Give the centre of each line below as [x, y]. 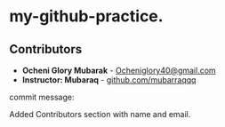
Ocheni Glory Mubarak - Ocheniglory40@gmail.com [119, 70]
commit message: [42, 97]
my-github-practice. [86, 16]
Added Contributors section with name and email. [100, 114]
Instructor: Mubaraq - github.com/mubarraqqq [109, 80]
